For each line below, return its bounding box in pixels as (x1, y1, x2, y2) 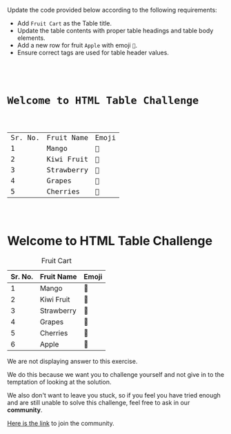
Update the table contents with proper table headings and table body (17, 27, 214, 34)
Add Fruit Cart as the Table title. (17, 19, 112, 27)
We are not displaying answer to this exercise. (7, 358, 138, 366)
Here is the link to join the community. (7, 420, 115, 428)
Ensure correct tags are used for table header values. (17, 48, 169, 56)
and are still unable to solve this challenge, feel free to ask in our (7, 399, 190, 407)
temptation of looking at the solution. (7, 378, 112, 386)
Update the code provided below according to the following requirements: (7, 6, 217, 14)
